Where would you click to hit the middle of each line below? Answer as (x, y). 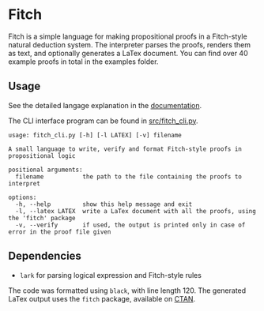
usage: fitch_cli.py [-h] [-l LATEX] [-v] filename (95, 135)
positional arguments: (45, 170)
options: (23, 197)
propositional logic (42, 155)
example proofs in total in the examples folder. (83, 62)
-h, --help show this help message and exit (104, 204)
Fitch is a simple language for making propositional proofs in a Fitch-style (128, 36)
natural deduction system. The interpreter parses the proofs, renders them (130, 44)
